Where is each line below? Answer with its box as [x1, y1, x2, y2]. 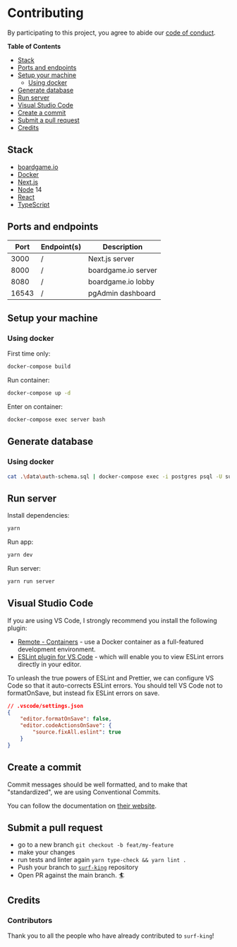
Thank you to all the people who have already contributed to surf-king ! [7, 931, 214, 940]
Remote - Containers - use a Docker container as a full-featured [17, 637, 204, 646]
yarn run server [7, 578, 55, 585]
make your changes [17, 848, 75, 856]
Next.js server [87, 253, 135, 263]
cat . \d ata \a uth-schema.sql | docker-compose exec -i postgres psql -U [7, 472, 222, 480]
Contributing [7, 5, 84, 21]
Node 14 [17, 185, 42, 194]
